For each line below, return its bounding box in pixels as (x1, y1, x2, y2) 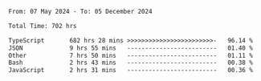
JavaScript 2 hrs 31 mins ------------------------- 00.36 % (8, 67, 253, 75)
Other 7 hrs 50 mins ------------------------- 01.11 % (8, 51, 253, 59)
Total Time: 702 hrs (8, 22, 78, 30)
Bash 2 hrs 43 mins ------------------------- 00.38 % (8, 59, 253, 67)
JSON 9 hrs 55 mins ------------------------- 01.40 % (8, 44, 253, 52)
